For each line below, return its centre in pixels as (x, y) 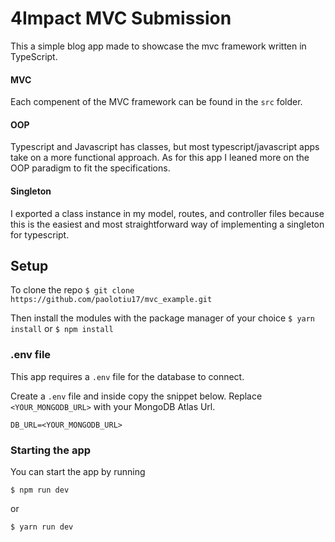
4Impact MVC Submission (121, 18)
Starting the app (51, 450)
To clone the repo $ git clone (72, 290)
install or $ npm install (62, 329)
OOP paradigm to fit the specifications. (90, 168)
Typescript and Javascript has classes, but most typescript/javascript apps (165, 147)
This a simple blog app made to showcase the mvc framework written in (158, 46)
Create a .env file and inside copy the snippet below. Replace (136, 396)
